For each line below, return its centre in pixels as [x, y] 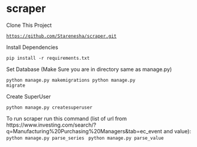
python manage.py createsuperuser [50, 107]
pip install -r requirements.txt [48, 58]
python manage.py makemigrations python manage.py [71, 80]
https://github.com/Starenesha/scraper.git [62, 36]
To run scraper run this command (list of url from [67, 118]
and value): [177, 131]
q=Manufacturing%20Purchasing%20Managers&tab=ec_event [84, 131]
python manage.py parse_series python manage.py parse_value [85, 138]
